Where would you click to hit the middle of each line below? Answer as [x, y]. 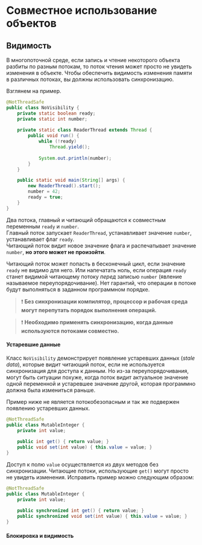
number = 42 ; [44, 192]
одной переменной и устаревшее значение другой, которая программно [101, 383]
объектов [32, 23]
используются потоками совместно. [70, 331]
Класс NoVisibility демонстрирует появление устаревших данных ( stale [101, 358]
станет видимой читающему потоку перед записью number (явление [94, 276]
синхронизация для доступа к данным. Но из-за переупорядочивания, [97, 371]
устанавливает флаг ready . [40, 239]
